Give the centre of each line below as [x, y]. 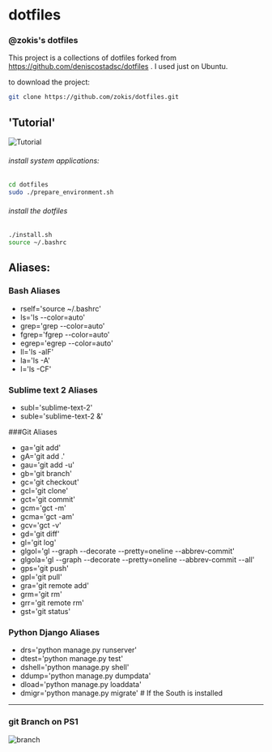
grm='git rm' [41, 595]
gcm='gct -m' [43, 508]
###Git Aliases [33, 432]
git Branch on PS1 [43, 722]
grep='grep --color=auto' [62, 325]
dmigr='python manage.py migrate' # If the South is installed [121, 693]
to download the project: [49, 82]
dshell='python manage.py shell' [74, 668]
